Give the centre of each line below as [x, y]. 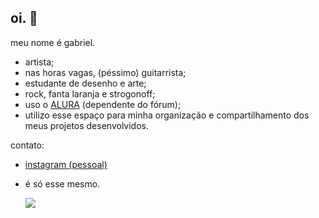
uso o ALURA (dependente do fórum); [103, 104]
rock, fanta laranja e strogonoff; [90, 93]
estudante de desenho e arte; [85, 83]
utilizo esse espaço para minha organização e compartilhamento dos [167, 115]
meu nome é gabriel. [53, 42]
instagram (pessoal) [66, 164]
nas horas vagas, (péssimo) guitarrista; [105, 72]
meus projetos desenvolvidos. [86, 125]
